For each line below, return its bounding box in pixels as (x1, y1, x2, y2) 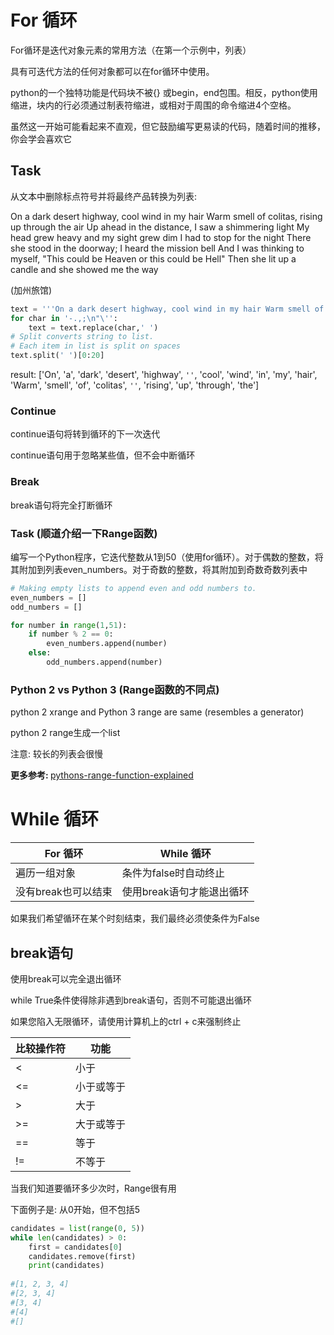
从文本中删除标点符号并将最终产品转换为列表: (10, 190, 198, 202)
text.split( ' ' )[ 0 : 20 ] (10, 351, 105, 361)
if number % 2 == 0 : (28, 629, 114, 640)
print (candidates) (28, 1261, 105, 1271)
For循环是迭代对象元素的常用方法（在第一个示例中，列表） (10, 44, 252, 56)
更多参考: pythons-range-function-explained (10, 769, 194, 781)
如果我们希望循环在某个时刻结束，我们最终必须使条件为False (10, 912, 260, 925)
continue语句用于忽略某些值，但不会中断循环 (10, 449, 196, 461)
